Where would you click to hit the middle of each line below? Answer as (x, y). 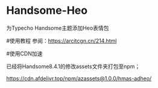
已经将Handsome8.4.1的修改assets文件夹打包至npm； (73, 66)
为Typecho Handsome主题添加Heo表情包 (58, 28)
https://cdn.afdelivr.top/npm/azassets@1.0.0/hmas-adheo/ (79, 78)
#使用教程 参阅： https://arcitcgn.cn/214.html (62, 40)
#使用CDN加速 (24, 53)
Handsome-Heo (47, 11)
